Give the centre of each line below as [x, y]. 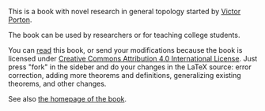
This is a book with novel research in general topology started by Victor [125, 11]
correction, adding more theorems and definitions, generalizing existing [125, 75]
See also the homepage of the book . [68, 99]
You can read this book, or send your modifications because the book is [125, 50]
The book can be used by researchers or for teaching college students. [124, 35]
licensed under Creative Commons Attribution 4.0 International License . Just [133, 59]
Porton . [20, 20]
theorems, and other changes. [57, 83]
